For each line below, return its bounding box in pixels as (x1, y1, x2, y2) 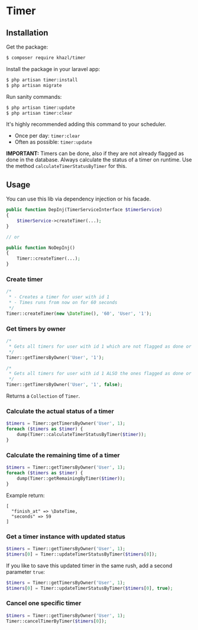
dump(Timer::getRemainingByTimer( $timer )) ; (17, 475, 126, 482)
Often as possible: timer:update (14, 138, 93, 146)
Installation (6, 28, 48, 38)
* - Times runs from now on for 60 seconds (8, 300, 118, 306)
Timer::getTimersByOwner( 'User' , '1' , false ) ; (6, 382, 123, 388)
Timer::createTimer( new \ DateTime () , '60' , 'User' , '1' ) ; (6, 311, 152, 316)
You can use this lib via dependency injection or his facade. (6, 195, 151, 202)
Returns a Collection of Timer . (6, 392, 80, 400)
